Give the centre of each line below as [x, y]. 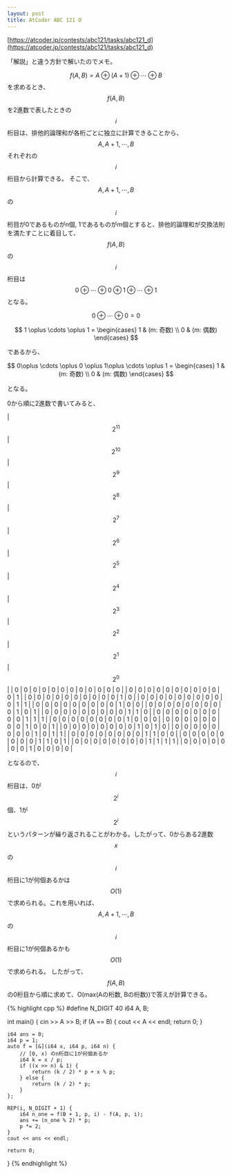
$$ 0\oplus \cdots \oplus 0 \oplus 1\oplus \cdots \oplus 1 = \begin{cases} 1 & [116, 365]
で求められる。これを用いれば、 [52, 902]
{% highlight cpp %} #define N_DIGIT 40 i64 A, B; [78, 1008]
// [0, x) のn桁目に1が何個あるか [64, 1054]
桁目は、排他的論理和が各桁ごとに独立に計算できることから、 [95, 133]
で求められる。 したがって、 [47, 971]
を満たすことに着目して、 [43, 233]
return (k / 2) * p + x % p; [74, 1072]
